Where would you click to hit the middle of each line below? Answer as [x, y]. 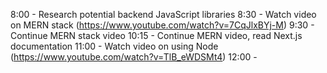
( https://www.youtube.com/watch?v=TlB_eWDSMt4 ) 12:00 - [134, 57]
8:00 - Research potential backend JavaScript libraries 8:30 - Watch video [163, 14]
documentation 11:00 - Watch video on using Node [114, 46]
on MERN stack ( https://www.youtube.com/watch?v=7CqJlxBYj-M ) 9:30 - [162, 25]
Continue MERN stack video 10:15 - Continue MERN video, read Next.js [156, 35]
